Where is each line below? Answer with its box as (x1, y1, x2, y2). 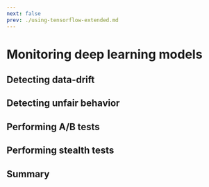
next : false (6, 10, 41, 17)
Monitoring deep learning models (6, 46, 203, 62)
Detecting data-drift (6, 74, 95, 86)
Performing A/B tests (6, 121, 100, 132)
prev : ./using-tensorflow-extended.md (6, 17, 119, 24)
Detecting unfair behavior (6, 98, 120, 109)
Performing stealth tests (6, 145, 115, 157)
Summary (6, 168, 50, 180)
